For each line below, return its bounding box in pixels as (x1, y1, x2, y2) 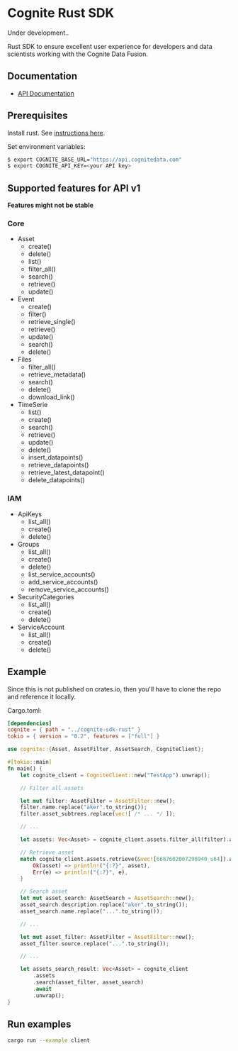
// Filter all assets (20, 784, 84, 791)
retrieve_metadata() (28, 370, 86, 379)
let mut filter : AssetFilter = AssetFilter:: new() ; (20, 797, 176, 804)
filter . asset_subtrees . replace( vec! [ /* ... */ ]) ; (20, 811, 176, 818)
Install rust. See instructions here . (7, 128, 106, 137)
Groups (17, 540, 40, 548)
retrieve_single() (28, 318, 76, 326)
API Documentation (17, 89, 74, 97)
